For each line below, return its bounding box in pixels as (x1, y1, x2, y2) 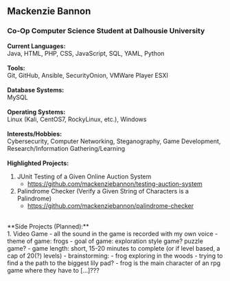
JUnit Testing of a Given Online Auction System (16, 172, 152, 180)
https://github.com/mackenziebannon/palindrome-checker (27, 201, 194, 209)
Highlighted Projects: (7, 158, 69, 167)
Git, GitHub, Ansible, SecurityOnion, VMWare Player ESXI (7, 71, 168, 79)
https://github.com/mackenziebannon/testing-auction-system (27, 179, 203, 188)
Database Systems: (7, 85, 65, 94)
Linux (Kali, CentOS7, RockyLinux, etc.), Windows (7, 115, 147, 123)
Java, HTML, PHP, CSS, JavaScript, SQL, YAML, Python (7, 49, 165, 57)
